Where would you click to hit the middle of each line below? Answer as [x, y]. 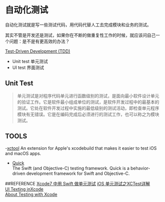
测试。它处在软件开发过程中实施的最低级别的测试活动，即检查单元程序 [88, 108]
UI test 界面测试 [28, 67]
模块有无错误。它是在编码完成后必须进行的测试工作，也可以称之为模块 [88, 114]
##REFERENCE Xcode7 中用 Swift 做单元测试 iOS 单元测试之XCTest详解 [78, 183]
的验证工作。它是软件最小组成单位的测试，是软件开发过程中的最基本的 [88, 102]
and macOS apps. [23, 153]
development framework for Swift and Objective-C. [78, 173]
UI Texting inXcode [24, 189]
